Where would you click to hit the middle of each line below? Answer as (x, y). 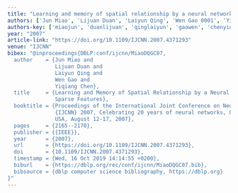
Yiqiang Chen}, (77, 86)
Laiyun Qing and (79, 73)
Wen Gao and (73, 80)
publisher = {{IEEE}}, (47, 132)
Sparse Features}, (82, 100)
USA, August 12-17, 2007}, (95, 119)
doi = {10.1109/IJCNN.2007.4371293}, (79, 152)
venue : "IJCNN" (30, 47)
